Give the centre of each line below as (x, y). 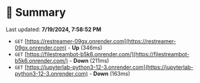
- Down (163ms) (110, 73)
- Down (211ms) (89, 60)
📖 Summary (36, 13)
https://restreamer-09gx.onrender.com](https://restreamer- (102, 41)
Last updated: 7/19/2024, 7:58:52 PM (54, 29)
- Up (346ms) (85, 48)
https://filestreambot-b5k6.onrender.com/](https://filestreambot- (108, 54)
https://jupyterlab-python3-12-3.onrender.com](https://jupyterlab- (110, 67)
